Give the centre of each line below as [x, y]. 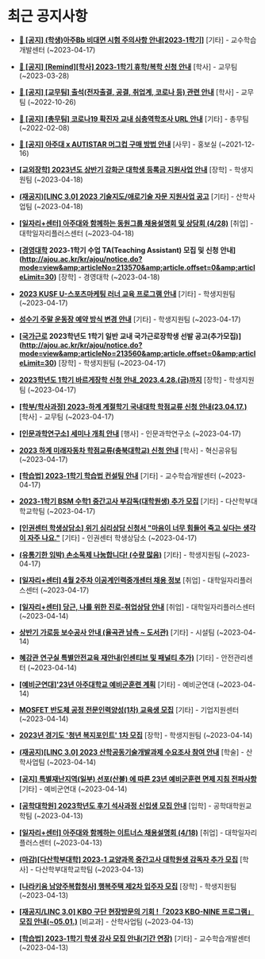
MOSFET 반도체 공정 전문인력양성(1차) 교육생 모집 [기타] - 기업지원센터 [129, 709]
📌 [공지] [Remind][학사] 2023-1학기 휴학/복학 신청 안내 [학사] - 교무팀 [128, 66]
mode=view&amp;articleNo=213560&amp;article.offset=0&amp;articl [137, 353]
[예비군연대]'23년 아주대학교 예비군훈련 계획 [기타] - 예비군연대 [117, 684]
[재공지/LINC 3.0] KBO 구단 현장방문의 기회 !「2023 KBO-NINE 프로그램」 [136, 911]
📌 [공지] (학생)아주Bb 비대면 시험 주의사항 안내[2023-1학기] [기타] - [124, 40]
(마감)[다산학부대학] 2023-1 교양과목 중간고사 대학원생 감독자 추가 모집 [129, 859]
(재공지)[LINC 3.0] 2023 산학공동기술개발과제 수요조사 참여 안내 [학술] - [132, 751]
